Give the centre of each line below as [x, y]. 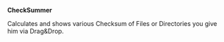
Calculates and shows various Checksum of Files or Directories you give [112, 23]
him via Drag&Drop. [36, 31]
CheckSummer [30, 10]
